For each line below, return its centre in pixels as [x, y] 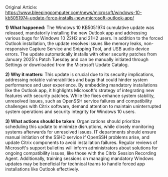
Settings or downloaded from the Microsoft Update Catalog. [67, 65]
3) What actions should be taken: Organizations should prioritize [73, 121]
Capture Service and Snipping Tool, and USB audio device [89, 49]
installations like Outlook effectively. [42, 169]
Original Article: [21, 7]
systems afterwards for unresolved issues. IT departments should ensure [81, 132]
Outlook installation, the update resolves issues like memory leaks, [74, 43]
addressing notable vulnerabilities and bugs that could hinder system [76, 80]
